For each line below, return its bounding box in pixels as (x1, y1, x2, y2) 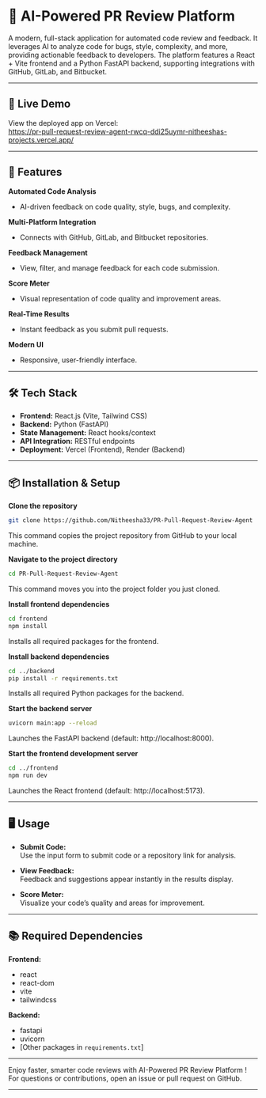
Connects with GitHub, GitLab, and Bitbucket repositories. (19, 233, 208, 242)
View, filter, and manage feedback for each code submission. (19, 263, 220, 272)
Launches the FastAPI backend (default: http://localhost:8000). (8, 733, 215, 743)
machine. (8, 540, 39, 549)
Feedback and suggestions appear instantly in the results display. (19, 874, 234, 884)
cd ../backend (8, 667, 55, 675)
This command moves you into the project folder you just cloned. (8, 584, 220, 593)
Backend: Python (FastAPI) (19, 419, 109, 430)
